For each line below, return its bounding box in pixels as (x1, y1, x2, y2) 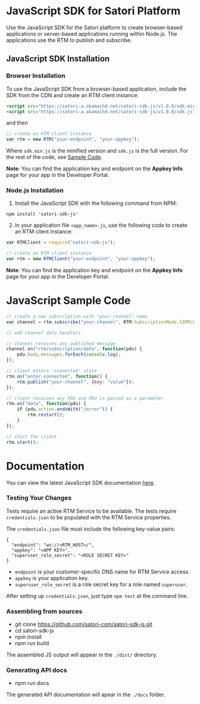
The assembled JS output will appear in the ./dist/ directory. (6, 651, 158, 659)
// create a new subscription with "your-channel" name (6, 313, 148, 319)
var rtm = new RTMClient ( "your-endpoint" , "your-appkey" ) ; (6, 256, 156, 262)
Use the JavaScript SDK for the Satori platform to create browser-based (6, 24, 183, 31)
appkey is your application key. (14, 574, 89, 581)
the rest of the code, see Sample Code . (6, 154, 102, 161)
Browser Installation (6, 71, 65, 80)
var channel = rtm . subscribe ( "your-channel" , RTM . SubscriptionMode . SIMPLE (6, 319, 196, 325)
